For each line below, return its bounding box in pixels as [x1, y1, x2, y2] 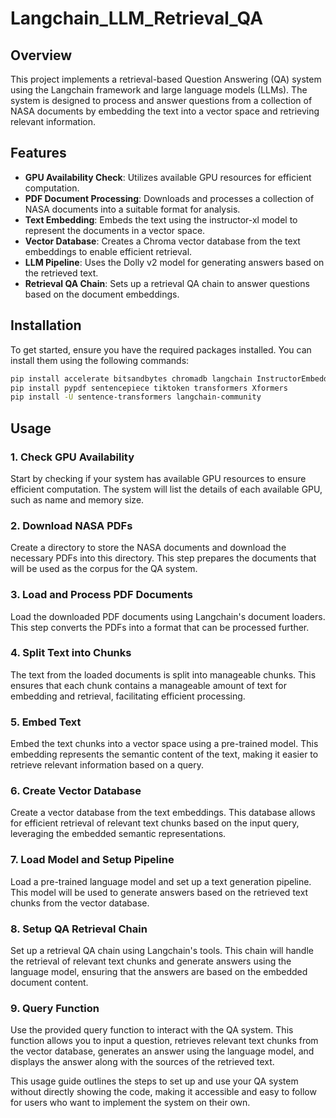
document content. [10, 977, 89, 989]
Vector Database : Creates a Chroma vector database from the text [24, 235, 301, 247]
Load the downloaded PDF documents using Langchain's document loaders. [10, 610, 326, 622]
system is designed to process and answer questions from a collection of [10, 95, 313, 106]
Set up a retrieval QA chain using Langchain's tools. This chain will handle [10, 945, 314, 957]
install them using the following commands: [10, 354, 190, 366]
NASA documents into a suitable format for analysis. [24, 203, 241, 215]
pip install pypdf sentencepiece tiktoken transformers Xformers [10, 383, 288, 393]
